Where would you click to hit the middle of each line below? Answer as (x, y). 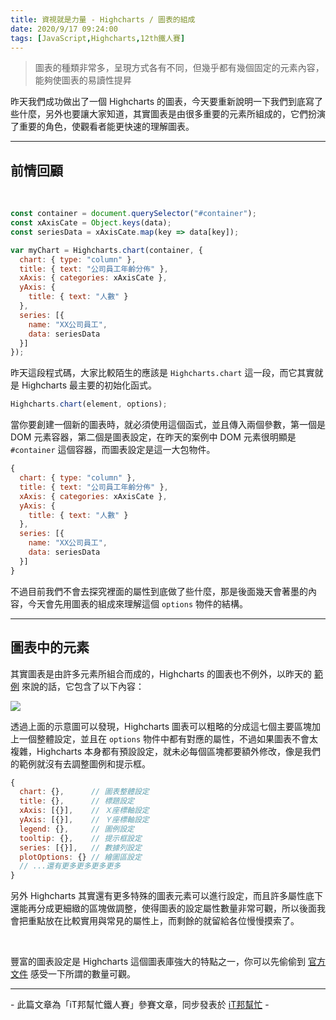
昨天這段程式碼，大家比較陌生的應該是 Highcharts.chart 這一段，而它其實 (162, 373)
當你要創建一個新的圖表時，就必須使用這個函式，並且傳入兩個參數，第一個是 (168, 425)
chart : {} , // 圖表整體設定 (84, 792)
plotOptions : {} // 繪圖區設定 (80, 857)
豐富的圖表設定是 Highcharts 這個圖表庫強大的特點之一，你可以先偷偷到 (158, 962)
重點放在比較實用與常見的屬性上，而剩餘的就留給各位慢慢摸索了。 (163, 921)
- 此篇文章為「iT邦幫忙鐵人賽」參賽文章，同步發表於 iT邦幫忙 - (140, 1005)
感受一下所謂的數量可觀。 (82, 974)
